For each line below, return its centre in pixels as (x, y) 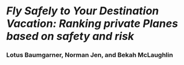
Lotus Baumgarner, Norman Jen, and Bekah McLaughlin (90, 55)
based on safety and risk (70, 36)
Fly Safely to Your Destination (83, 11)
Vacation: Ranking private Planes (92, 24)
